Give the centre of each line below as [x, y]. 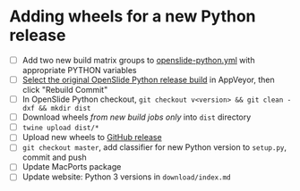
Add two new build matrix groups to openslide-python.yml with [138, 60]
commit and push [54, 157]
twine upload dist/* [60, 128]
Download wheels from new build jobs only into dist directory [137, 117]
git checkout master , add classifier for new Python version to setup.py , [154, 147]
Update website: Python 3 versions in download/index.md [126, 177]
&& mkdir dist [65, 109]
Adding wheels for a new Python [133, 17]
